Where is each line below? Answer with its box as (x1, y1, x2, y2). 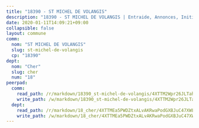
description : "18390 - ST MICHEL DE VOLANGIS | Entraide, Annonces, (6, 14, 179, 20)
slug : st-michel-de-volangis (11, 47, 84, 53)
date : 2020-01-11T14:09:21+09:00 (6, 19, 89, 25)
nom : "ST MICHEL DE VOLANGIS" (11, 42, 86, 48)
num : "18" (11, 74, 36, 80)
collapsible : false (6, 25, 54, 31)
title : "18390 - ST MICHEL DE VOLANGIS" (6, 8, 108, 15)
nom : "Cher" (11, 63, 41, 70)
